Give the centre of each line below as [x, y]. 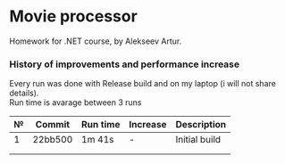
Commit [52, 125]
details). [24, 93]
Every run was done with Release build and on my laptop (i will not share [143, 84]
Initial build [198, 140]
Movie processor [74, 16]
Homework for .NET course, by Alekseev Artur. [96, 41]
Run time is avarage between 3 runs [75, 102]
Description [201, 125]
